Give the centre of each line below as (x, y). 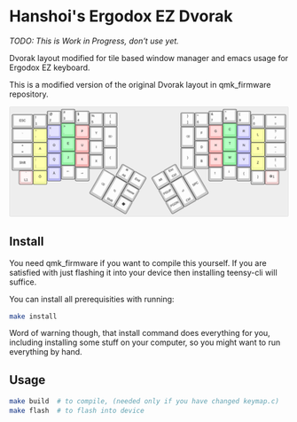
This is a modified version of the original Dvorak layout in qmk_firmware (140, 84)
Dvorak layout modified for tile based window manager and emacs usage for (149, 58)
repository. (29, 94)
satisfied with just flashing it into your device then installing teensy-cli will (143, 272)
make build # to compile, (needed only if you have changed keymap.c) (144, 402)
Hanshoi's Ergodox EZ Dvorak (121, 16)
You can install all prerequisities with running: (92, 299)
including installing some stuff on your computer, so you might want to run (145, 342)
